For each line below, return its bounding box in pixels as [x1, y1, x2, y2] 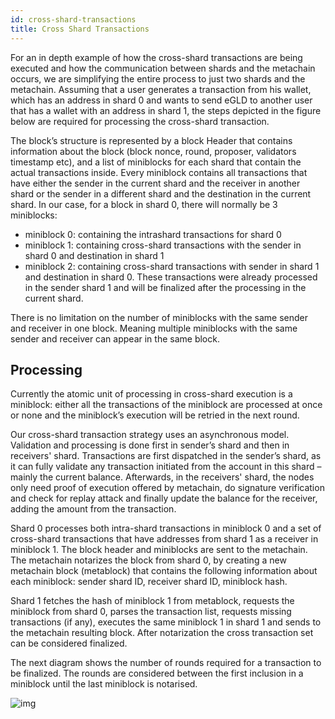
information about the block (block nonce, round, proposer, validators [10, 145, 297, 157]
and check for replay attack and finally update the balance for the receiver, [10, 492, 318, 505]
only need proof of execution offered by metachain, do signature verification [10, 482, 325, 494]
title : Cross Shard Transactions [10, 24, 150, 34]
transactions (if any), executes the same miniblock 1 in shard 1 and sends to [10, 616, 322, 628]
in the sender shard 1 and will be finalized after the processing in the [24, 281, 307, 293]
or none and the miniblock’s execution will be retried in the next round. [10, 409, 300, 421]
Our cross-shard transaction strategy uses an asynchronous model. [10, 429, 290, 441]
